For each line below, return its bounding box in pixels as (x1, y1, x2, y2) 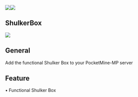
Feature (5, 74, 30, 82)
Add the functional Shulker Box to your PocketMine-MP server (5, 59, 133, 65)
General (5, 46, 31, 55)
